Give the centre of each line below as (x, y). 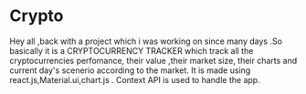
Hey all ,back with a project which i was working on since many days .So (146, 41)
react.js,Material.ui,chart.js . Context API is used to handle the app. (135, 79)
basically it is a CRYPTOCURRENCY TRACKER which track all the (132, 50)
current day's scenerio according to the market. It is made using (130, 70)
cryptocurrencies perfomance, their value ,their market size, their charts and (153, 60)
